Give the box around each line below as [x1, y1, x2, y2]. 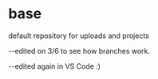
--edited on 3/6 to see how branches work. [8, 46, 150, 55]
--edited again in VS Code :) [8, 61, 101, 71]
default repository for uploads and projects [8, 31, 149, 40]
